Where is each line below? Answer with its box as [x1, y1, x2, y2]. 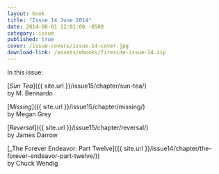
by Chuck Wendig [7, 159, 58, 167]
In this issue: [7, 68, 44, 77]
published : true [7, 36, 54, 43]
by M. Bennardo [7, 88, 54, 97]
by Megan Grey [7, 109, 51, 118]
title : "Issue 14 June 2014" [7, 17, 92, 24]
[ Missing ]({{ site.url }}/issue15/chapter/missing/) [7, 102, 145, 111]
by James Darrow [7, 130, 58, 139]
